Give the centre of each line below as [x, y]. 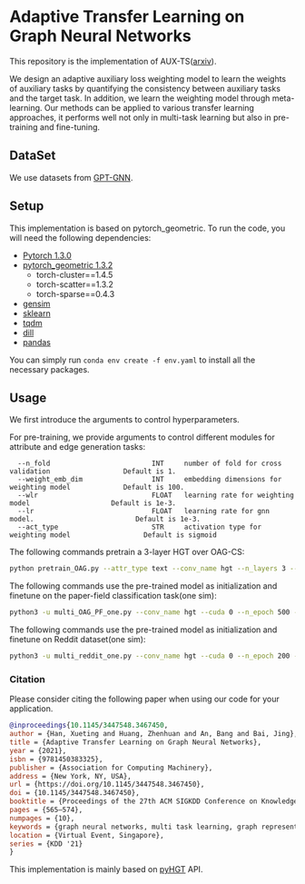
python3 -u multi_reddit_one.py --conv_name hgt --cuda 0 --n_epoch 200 [150, 656]
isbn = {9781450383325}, [56, 759]
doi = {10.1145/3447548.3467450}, [75, 793]
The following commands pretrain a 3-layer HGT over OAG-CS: [127, 552]
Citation [27, 679]
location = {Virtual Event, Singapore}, [87, 835]
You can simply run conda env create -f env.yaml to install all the [133, 360]
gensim [36, 303]
